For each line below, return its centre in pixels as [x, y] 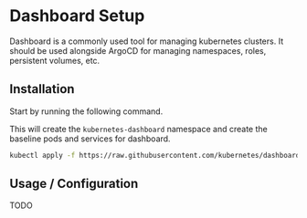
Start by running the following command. [86, 111]
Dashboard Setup [77, 16]
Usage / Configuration [74, 184]
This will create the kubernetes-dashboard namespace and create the [138, 129]
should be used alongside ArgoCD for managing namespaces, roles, [138, 50]
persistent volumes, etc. [55, 60]
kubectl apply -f [42, 155]
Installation [42, 89]
